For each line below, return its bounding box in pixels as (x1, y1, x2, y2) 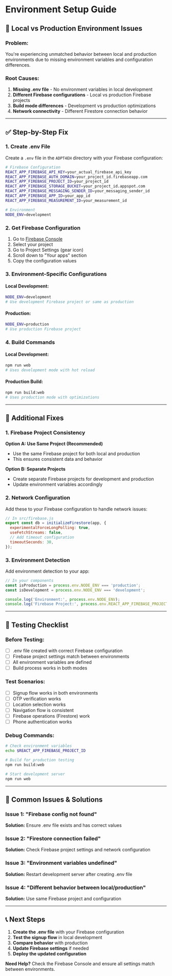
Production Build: (5, 378, 44, 385)
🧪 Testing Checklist (5, 620, 69, 629)
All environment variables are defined (12, 659, 92, 665)
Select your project (12, 241, 53, 247)
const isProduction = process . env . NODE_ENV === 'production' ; (5, 583, 141, 588)
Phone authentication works (12, 719, 72, 725)
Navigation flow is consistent (12, 707, 74, 713)
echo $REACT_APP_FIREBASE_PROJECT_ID (5, 748, 86, 754)
